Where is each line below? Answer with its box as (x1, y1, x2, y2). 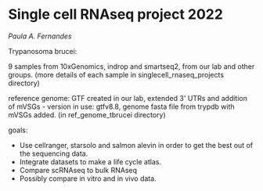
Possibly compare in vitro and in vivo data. (19, 174, 157, 183)
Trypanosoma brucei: (8, 46, 77, 56)
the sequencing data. (19, 149, 88, 158)
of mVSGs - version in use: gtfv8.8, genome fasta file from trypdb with (8, 102, 235, 111)
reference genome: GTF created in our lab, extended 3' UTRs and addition (8, 93, 248, 103)
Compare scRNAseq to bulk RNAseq (19, 165, 138, 175)
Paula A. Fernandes (8, 31, 72, 41)
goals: (8, 125, 28, 135)
